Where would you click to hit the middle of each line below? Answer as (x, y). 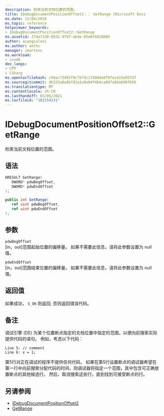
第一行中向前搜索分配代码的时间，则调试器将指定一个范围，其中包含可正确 (80, 368)
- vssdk (13, 60)
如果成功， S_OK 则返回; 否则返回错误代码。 (48, 303)
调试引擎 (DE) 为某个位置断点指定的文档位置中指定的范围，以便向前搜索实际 (81, 333)
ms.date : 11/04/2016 (26, 19)
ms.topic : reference (26, 23)
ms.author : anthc (23, 46)
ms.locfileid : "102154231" (32, 101)
